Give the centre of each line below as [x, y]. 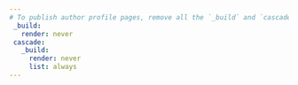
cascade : [29, 42]
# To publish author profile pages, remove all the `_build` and [132, 17]
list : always [53, 67]
